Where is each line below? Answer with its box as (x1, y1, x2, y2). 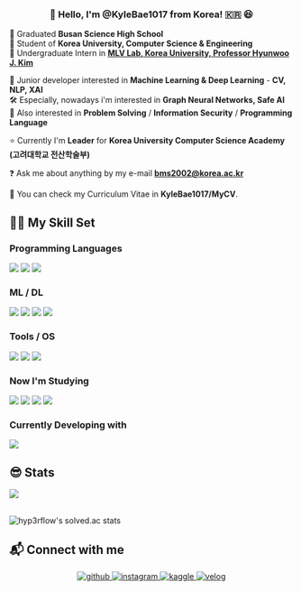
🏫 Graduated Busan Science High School (9, 29, 164, 40)
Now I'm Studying (9, 374, 90, 387)
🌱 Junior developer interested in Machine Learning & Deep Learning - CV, (9, 75, 287, 86)
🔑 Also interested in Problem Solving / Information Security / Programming (9, 107, 293, 118)
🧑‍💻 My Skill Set (9, 215, 96, 230)
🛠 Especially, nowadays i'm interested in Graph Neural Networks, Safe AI (9, 95, 286, 106)
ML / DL (9, 286, 43, 299)
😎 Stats (9, 465, 55, 480)
